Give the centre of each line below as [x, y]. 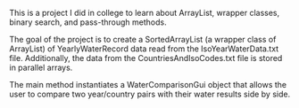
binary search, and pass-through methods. [88, 22]
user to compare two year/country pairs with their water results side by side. [150, 94]
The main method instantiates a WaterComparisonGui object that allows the [148, 85]
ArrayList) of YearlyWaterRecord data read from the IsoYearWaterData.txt [144, 49]
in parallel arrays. [41, 67]
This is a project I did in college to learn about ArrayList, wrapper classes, [145, 13]
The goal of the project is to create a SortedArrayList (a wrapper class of [143, 39]
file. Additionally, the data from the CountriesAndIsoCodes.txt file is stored [146, 58]
